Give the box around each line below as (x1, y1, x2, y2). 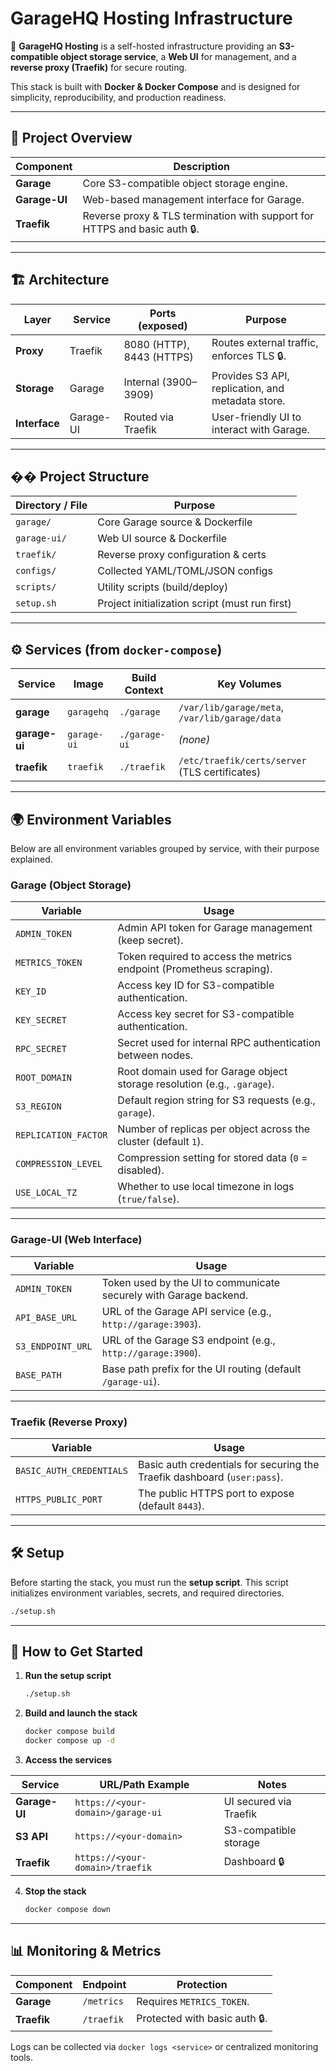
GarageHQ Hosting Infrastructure (10, 7, 293, 30)
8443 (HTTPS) (123, 350, 194, 364)
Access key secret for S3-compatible (117, 1007, 295, 1021)
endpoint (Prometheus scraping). (117, 962, 273, 976)
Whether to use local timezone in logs (117, 1180, 295, 1194)
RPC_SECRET (15, 1043, 67, 1055)
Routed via (123, 410, 174, 424)
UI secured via (223, 1795, 292, 1809)
